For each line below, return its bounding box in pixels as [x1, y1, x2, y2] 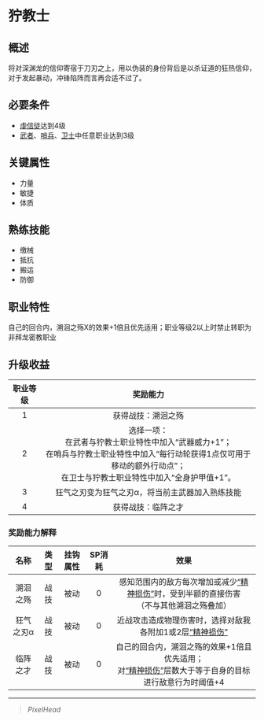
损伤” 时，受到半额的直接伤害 [134, 588, 241, 599]
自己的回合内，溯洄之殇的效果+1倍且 [115, 642, 252, 653]
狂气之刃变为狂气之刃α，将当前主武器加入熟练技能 [54, 487, 242, 498]
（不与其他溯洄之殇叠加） [136, 600, 232, 611]
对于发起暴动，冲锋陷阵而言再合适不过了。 [8, 73, 146, 83]
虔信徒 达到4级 [19, 120, 66, 130]
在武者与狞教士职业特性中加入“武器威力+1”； [64, 437, 232, 448]
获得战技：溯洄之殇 [112, 410, 185, 421]
